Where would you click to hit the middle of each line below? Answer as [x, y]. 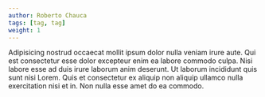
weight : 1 [25, 30]
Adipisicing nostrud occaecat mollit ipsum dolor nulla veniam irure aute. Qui [132, 53]
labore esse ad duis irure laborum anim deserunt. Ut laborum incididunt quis [132, 69]
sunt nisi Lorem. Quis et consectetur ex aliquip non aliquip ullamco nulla [126, 78]
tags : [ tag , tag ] [37, 23]
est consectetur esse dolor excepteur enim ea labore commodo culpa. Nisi [131, 61]
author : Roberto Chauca [48, 15]
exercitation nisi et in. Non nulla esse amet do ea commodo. [106, 86]
